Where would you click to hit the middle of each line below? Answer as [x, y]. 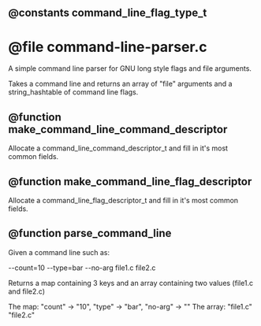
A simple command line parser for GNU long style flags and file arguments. [130, 69]
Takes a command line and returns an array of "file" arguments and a [120, 84]
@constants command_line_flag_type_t [108, 13]
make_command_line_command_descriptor [118, 129]
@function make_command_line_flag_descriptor [130, 182]
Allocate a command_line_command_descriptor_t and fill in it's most [118, 148]
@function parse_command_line [90, 233]
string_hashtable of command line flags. [73, 92]
